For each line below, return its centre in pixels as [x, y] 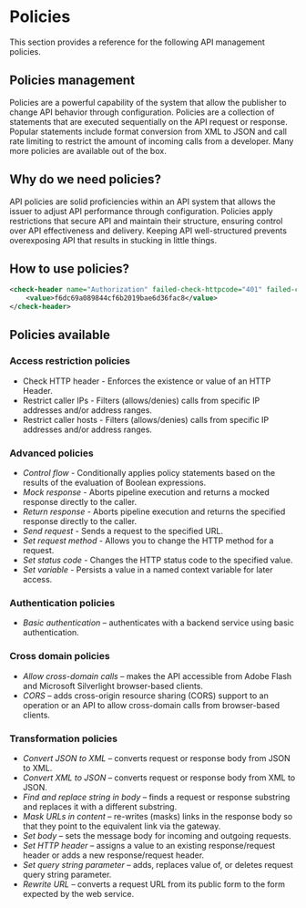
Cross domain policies [60, 656]
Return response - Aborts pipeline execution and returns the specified [154, 511]
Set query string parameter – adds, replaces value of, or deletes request [158, 864]
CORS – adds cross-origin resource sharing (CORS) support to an [145, 696]
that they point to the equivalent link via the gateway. [122, 826]
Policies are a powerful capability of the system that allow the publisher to [148, 102]
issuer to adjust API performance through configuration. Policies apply [141, 211]
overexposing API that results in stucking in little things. [113, 240]
